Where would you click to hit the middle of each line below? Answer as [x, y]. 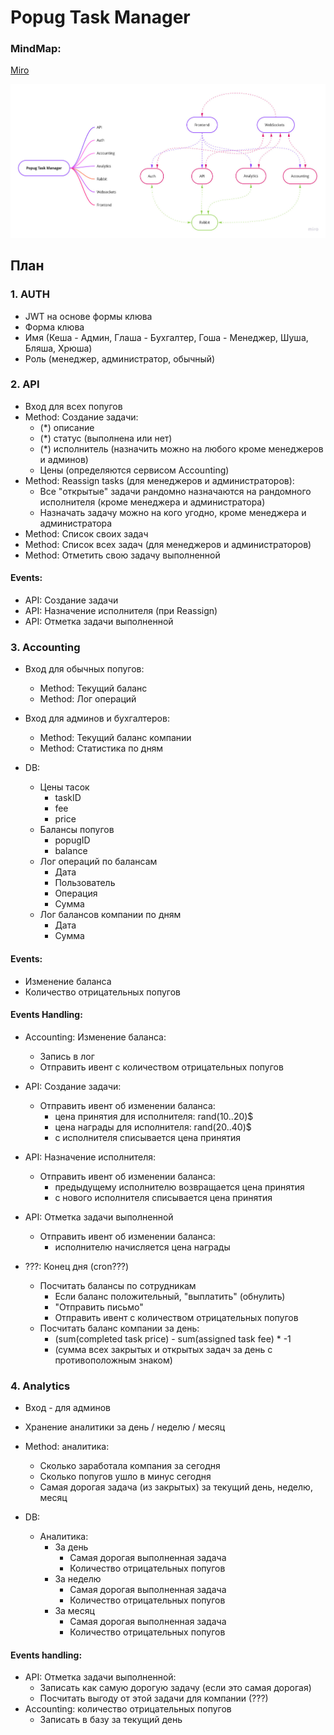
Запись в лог [67, 1056]
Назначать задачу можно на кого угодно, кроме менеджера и [173, 512]
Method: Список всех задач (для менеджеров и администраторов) [168, 544]
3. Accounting [45, 647]
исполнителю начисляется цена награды [142, 1247]
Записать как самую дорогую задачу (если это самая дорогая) [175, 1688]
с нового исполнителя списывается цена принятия [163, 1197]
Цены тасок [64, 787]
